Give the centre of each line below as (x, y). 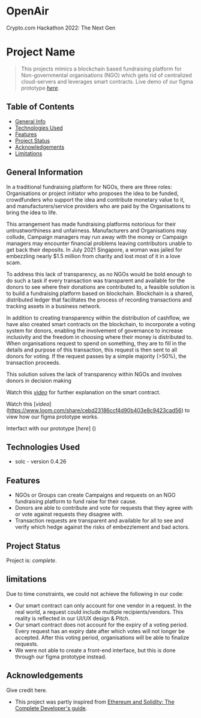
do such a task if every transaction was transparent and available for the (95, 280)
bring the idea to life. (32, 212)
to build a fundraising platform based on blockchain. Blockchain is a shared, (100, 293)
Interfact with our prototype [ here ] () (51, 428)
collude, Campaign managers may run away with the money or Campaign (97, 237)
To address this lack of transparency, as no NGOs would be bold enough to (99, 274)
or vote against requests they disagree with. (69, 514)
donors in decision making (39, 380)
